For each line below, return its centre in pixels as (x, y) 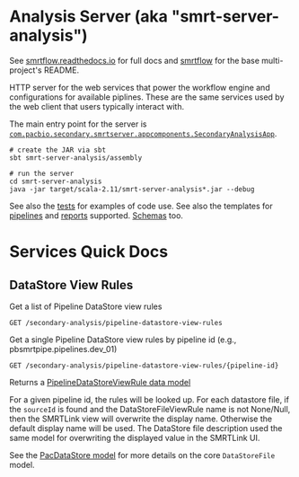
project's (26, 70)
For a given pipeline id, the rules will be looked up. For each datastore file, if (149, 399)
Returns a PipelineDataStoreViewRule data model (100, 382)
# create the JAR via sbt (57, 150)
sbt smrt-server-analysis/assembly (76, 158)
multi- (273, 60)
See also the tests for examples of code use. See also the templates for (141, 206)
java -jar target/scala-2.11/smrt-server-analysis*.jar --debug (132, 189)
